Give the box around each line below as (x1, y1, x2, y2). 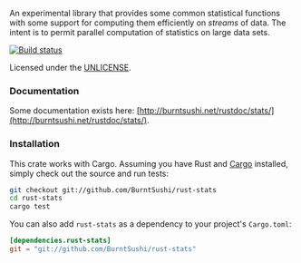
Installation (9, 138, 61, 151)
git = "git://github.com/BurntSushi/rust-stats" (9, 245, 197, 254)
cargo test (9, 202, 51, 211)
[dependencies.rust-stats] (9, 236, 112, 246)
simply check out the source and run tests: (9, 168, 170, 179)
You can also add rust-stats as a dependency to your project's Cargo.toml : (9, 219, 292, 229)
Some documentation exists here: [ (9, 105, 141, 116)
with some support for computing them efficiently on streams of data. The (9, 17, 286, 28)
